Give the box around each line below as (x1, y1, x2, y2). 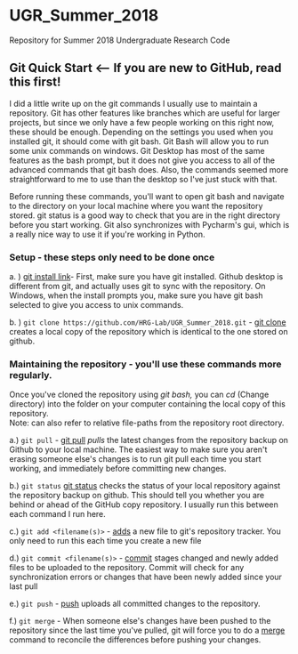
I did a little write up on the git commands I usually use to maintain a (9, 98, 258, 109)
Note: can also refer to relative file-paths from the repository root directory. (9, 417, 285, 428)
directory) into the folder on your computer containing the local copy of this (9, 399, 286, 409)
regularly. (9, 368, 52, 381)
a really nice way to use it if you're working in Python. (9, 229, 206, 239)
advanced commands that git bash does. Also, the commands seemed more (9, 164, 289, 174)
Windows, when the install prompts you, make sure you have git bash (9, 290, 264, 301)
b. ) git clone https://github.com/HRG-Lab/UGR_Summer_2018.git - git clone (9, 317, 286, 327)
